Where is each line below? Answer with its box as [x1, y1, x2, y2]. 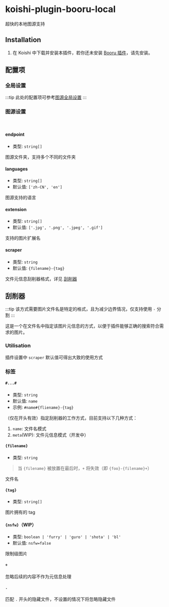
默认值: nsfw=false [12, 540, 51, 546]
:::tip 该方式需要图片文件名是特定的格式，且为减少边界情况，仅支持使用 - [5, 306, 156, 312]
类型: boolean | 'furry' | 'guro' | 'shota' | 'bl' [12, 534, 121, 540]
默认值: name [12, 398, 38, 404]
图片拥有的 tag [5, 509, 36, 516]
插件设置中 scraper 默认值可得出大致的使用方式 [5, 354, 103, 360]
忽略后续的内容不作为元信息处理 [5, 573, 71, 579]
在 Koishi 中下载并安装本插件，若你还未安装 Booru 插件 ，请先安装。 [12, 49, 153, 56]
